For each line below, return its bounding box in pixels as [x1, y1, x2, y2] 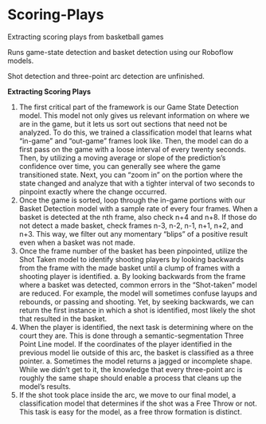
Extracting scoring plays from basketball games [7, 32, 164, 41]
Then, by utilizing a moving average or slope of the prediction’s [18, 153, 226, 163]
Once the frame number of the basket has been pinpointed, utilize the [18, 245, 248, 256]
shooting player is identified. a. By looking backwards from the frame [18, 271, 246, 281]
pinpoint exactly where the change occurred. [18, 186, 167, 196]
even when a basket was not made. [18, 238, 136, 247]
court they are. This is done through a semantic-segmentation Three [18, 331, 244, 340]
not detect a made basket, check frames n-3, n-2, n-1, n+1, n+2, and [18, 221, 244, 230]
